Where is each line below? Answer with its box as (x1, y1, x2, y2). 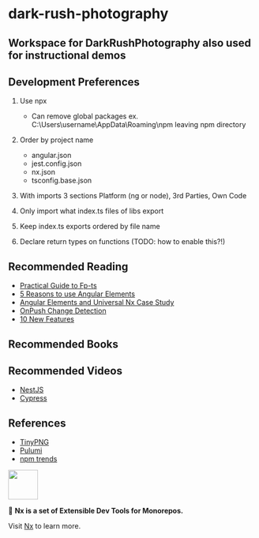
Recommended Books (8, 337, 118, 351)
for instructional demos (8, 48, 126, 62)
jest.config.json (31, 159, 82, 168)
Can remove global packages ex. (31, 111, 139, 121)
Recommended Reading (8, 260, 129, 273)
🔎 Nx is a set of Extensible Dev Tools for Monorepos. (8, 506, 184, 516)
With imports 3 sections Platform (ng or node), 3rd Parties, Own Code (19, 191, 247, 201)
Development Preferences (8, 75, 141, 88)
